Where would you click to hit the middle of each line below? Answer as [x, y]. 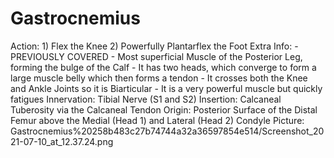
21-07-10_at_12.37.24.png [62, 141]
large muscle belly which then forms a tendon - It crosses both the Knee [159, 78]
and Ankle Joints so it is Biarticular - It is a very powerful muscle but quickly [166, 88]
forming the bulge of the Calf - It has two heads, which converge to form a [163, 67]
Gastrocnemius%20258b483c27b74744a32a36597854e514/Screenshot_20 [167, 131]
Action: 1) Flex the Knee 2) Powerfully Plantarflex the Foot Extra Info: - [154, 46]
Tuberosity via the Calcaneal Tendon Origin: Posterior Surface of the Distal [164, 109]
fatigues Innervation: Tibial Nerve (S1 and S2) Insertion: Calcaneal [146, 99]
